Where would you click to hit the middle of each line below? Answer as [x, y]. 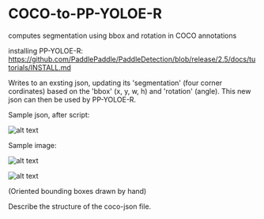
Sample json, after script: [49, 114]
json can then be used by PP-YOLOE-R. [72, 99]
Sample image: [32, 145]
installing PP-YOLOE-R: [45, 50]
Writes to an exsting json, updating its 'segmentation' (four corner [115, 83]
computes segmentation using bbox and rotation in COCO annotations [123, 35]
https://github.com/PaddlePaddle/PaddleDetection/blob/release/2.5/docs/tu [132, 59]
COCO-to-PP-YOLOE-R [85, 14]
